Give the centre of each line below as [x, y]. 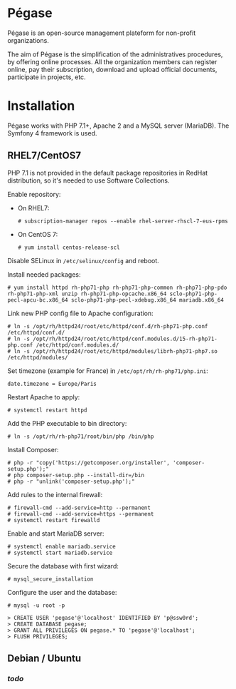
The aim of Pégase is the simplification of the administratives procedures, [115, 54]
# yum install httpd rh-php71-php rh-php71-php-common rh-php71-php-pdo [117, 287]
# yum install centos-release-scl [69, 247]
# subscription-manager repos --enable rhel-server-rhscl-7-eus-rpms [123, 221]
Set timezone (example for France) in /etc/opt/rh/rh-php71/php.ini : [108, 371]
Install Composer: [33, 449]
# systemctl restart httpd [47, 410]
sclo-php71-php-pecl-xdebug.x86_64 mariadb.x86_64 [147, 300]
